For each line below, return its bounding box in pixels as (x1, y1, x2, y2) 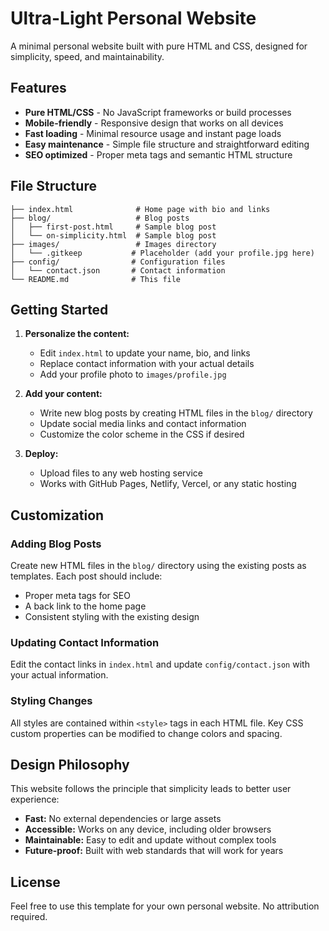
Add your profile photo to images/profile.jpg (39, 368, 227, 381)
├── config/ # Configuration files (10, 257, 226, 267)
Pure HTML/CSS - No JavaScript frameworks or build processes (24, 106, 292, 118)
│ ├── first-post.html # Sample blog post (10, 222, 217, 232)
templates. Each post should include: (10, 570, 163, 582)
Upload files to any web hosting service (39, 467, 204, 479)
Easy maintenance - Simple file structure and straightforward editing (24, 138, 310, 150)
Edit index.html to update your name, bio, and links (39, 347, 251, 359)
